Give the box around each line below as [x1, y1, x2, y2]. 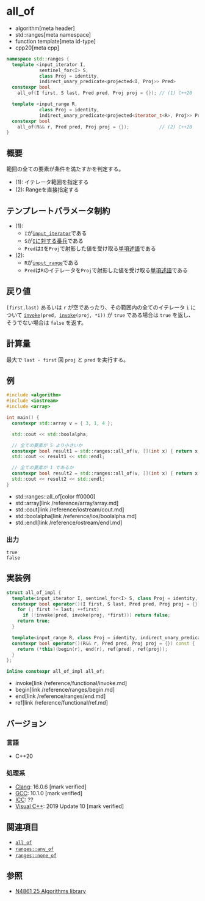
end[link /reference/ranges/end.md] [15, 692, 106, 700]
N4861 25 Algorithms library [15, 887, 87, 894]
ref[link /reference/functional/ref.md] [15, 699, 109, 706]
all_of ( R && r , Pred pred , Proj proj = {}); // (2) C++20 [17, 124, 192, 130]
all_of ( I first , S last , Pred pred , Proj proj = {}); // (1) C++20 [17, 90, 192, 96]
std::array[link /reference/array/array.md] [15, 499, 119, 506]
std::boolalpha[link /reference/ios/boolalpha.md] [15, 512, 137, 519]
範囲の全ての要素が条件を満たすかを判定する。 [6, 165, 124, 172]
